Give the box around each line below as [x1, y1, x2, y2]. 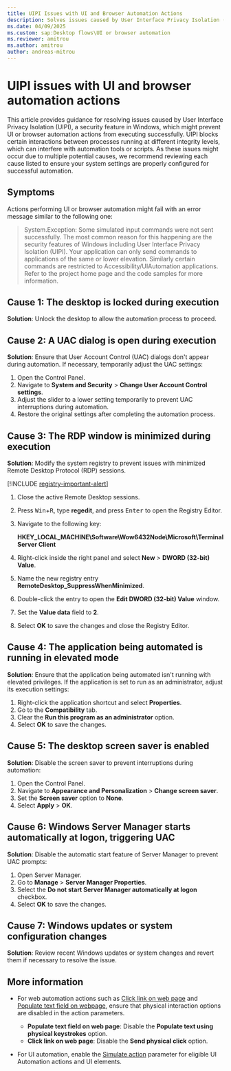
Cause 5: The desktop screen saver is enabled [7, 740, 210, 752]
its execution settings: [7, 685, 69, 693]
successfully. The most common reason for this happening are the [23, 232, 212, 241]
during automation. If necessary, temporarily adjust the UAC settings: [7, 360, 203, 369]
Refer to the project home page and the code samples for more [23, 269, 203, 277]
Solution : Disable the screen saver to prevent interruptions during [7, 758, 194, 767]
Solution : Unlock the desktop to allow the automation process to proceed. [7, 314, 217, 323]
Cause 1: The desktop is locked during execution [7, 296, 219, 308]
